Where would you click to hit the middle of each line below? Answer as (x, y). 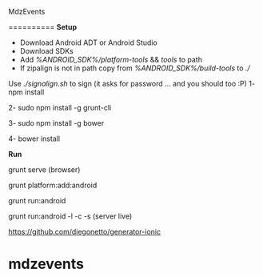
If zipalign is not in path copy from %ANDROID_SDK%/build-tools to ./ (135, 68)
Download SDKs (46, 51)
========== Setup (43, 27)
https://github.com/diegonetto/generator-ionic (85, 232)
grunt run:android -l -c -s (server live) (70, 216)
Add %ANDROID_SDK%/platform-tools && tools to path (111, 60)
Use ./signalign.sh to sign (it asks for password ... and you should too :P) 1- (132, 84)
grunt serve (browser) (44, 170)
